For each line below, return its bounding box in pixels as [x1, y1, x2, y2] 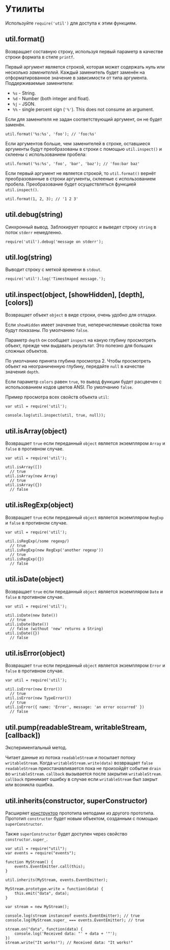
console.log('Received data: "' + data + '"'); [14, 931, 117, 936]
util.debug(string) [5, 210, 63, 219]
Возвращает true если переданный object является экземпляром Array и [5, 440, 165, 446]
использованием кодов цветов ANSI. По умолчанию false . [5, 384, 133, 390]
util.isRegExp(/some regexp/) [5, 538, 70, 544]
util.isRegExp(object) [5, 501, 74, 509]
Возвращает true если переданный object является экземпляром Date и [5, 589, 163, 595]
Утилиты [5, 3, 45, 15]
